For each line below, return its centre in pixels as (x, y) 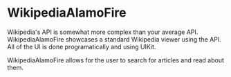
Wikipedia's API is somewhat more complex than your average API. (103, 32)
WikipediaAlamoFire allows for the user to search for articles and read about (116, 60)
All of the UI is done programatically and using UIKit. (82, 46)
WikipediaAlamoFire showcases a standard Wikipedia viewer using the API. (114, 39)
